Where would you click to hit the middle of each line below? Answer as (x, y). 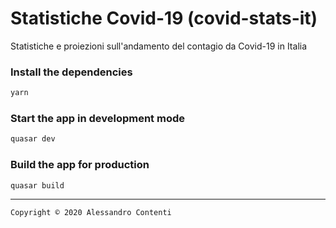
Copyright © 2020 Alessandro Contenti (91, 213)
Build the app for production (80, 165)
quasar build (37, 185)
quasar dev (33, 139)
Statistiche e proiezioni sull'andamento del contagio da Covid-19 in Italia (159, 46)
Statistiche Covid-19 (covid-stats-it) (164, 18)
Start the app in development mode (97, 119)
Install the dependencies (71, 72)
